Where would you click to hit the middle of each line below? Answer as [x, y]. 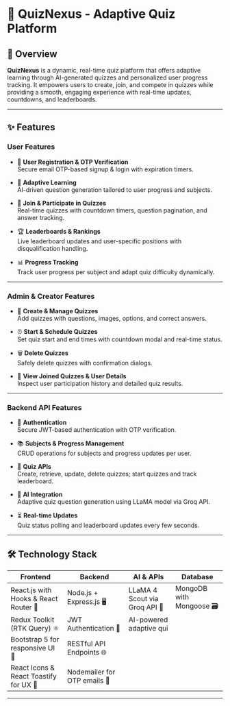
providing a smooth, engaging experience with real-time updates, [99, 92]
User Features [31, 147]
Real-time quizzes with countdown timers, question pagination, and [112, 210]
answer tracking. [41, 217]
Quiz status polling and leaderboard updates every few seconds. [108, 525]
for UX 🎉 [24, 685]
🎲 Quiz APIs [34, 467]
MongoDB [191, 589]
